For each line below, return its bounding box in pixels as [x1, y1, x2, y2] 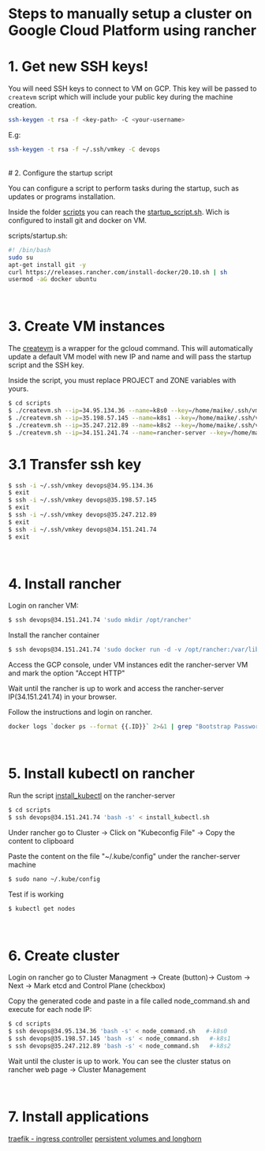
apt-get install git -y [8, 261, 87, 269]
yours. [8, 384, 29, 393]
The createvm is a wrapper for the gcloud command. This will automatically [8, 344, 254, 353]
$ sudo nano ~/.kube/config [8, 875, 101, 883]
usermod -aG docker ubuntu [8, 276, 97, 284]
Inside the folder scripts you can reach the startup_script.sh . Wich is [8, 207, 230, 216]
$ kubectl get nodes [8, 905, 77, 912]
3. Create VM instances [8, 318, 166, 336]
